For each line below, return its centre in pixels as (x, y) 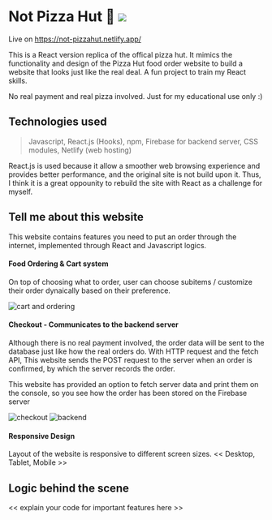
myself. (21, 191)
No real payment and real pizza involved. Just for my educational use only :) (136, 96)
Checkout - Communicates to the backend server (93, 324)
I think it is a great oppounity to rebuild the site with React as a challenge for (136, 183)
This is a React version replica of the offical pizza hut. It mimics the (121, 54)
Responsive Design (42, 436)
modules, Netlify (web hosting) (80, 150)
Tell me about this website (76, 217)
